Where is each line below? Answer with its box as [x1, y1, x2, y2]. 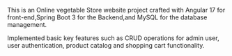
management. [7, 21, 47, 28]
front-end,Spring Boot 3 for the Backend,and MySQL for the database [7, 13, 208, 21]
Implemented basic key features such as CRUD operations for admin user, [7, 34, 219, 42]
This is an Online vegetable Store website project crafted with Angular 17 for [7, 6, 226, 14]
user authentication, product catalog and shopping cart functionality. [7, 41, 205, 49]
